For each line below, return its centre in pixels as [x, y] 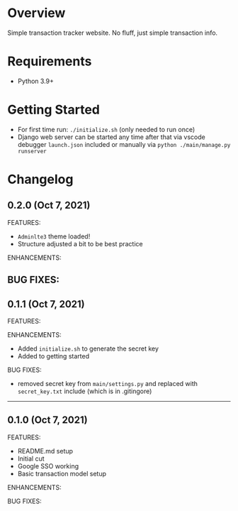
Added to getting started [53, 356]
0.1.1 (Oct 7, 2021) [46, 304]
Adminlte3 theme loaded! [54, 236]
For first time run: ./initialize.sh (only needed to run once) [106, 129]
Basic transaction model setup [62, 473]
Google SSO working [48, 466]
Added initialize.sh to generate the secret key [88, 348]
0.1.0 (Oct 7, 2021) [47, 420]
